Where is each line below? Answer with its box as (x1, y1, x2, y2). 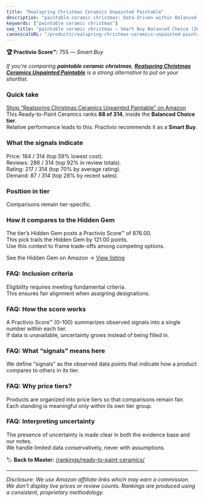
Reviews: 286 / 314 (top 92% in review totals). (6, 159, 121, 166)
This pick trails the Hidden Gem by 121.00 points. (6, 236, 129, 243)
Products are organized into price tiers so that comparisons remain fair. (6, 395, 185, 403)
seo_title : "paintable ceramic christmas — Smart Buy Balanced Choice (6, 25, 189, 32)
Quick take (6, 90, 39, 99)
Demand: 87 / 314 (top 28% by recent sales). (6, 172, 118, 179)
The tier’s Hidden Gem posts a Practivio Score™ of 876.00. (6, 230, 152, 237)
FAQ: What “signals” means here (6, 346, 106, 355)
